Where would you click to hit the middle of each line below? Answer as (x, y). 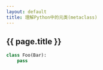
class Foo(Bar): (26, 55)
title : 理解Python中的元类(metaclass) (52, 17)
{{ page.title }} (34, 42)
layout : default (26, 12)
